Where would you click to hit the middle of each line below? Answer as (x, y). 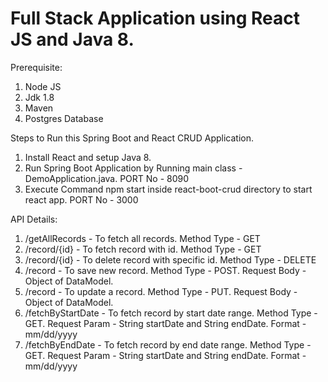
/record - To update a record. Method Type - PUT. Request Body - (161, 291)
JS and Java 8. (72, 39)
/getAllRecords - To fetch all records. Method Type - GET (142, 238)
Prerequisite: (36, 67)
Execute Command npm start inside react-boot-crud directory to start (168, 189)
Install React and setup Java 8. (88, 157)
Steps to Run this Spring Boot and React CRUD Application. (132, 138)
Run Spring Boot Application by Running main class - (133, 168)
